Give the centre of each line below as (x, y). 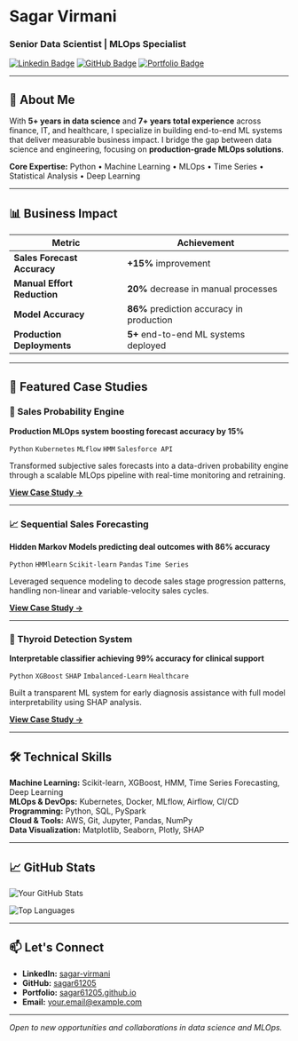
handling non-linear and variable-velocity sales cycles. (109, 591)
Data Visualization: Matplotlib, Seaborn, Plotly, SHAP (107, 830)
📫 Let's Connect (57, 948)
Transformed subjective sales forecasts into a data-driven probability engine (149, 465)
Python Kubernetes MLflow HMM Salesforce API (91, 449)
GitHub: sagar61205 (59, 982)
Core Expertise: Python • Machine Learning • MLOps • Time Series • (137, 167)
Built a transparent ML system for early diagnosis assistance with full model (148, 693)
